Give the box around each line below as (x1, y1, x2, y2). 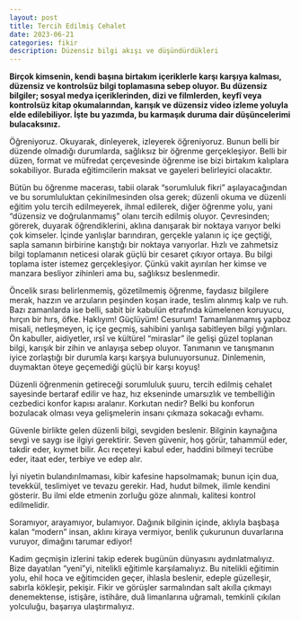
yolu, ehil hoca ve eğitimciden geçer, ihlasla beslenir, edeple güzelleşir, (9, 573, 271, 583)
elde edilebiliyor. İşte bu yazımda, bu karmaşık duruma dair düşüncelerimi (9, 109, 291, 120)
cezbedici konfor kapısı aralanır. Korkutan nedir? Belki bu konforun (9, 398, 255, 409)
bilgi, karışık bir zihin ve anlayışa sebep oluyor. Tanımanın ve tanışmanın (9, 343, 275, 354)
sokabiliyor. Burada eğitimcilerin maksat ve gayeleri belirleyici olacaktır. (9, 165, 272, 176)
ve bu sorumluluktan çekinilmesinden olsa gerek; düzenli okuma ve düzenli (9, 192, 287, 203)
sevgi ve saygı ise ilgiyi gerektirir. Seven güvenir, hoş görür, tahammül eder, (9, 434, 288, 445)
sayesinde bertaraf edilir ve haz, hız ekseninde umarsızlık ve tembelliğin (9, 389, 276, 399)
